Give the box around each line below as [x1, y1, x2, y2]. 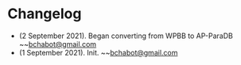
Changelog [7, 5, 82, 23]
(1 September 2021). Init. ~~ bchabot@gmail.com [18, 48, 178, 57]
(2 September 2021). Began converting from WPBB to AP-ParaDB [18, 31, 234, 40]
